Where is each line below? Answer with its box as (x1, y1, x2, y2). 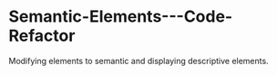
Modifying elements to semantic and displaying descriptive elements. (8, 55, 270, 66)
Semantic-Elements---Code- (8, 6, 233, 27)
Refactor (8, 25, 76, 46)
